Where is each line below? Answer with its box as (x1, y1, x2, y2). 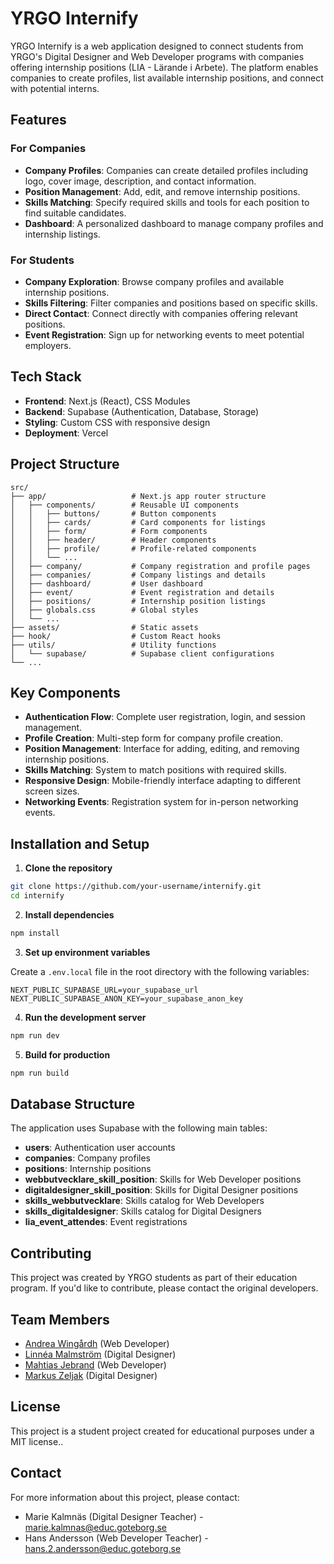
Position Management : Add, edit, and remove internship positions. (24, 185, 301, 197)
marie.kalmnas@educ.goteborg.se (24, 1521, 167, 1533)
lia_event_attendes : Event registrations (24, 1216, 188, 1228)
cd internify (10, 891, 65, 901)
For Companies (10, 142, 87, 156)
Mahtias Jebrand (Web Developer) (24, 1358, 167, 1371)
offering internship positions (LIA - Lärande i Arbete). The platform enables (10, 61, 319, 73)
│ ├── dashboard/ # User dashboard (10, 578, 203, 589)
